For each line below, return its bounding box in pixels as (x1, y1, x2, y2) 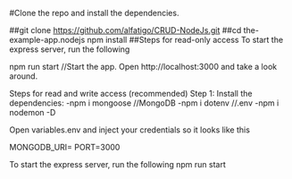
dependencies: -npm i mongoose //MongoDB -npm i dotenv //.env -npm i (9, 98, 279, 108)
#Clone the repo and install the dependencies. (9, 8, 179, 18)
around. (9, 71, 38, 81)
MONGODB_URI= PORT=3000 (9, 142, 121, 152)
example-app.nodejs (9, 35, 86, 45)
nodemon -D (9, 107, 56, 117)
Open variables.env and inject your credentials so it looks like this (9, 124, 250, 135)
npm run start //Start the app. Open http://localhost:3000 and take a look (9, 62, 278, 72)
